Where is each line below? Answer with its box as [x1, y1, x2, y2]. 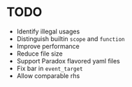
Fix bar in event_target [16, 64, 83, 72]
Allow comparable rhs [16, 71, 80, 80]
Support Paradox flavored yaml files [16, 56, 120, 65]
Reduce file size [16, 49, 64, 58]
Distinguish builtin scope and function [16, 34, 125, 42]
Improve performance [16, 42, 80, 50]
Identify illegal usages [16, 27, 80, 35]
